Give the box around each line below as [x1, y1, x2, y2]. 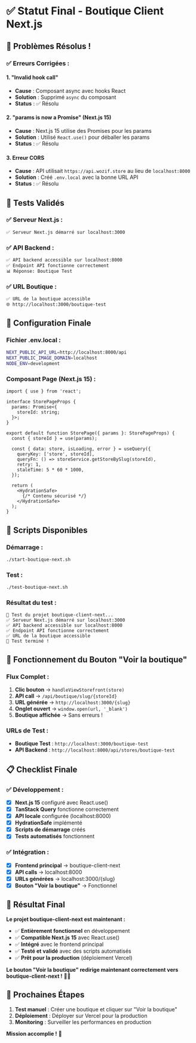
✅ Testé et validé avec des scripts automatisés [14, 947, 131, 954]
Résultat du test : [6, 598, 57, 607]
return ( [11, 483, 33, 489]
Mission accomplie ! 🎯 [6, 1030, 62, 1037]
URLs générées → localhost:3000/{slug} [14, 875, 115, 882]
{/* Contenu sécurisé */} [22, 493, 87, 499]
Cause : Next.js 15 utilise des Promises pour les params [14, 127, 152, 134]
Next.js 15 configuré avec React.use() [14, 799, 109, 806]
